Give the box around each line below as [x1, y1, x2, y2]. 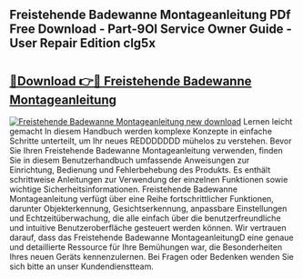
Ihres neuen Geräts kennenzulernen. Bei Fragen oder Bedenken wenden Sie [9, 252, 294, 262]
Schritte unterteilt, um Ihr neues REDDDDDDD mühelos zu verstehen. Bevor [9, 135, 293, 146]
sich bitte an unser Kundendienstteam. [9, 261, 155, 272]
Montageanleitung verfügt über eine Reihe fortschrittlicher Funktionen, [9, 194, 275, 204]
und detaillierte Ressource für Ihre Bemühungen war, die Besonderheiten [9, 242, 283, 253]
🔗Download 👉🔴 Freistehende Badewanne [9, 73, 252, 89]
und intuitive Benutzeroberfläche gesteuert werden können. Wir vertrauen [9, 223, 287, 233]
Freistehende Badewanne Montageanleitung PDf [9, 7, 291, 23]
